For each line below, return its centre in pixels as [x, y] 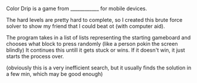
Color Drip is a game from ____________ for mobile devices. [77, 9]
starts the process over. [35, 56]
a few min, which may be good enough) [55, 74]
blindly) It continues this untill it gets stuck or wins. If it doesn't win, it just [96, 50]
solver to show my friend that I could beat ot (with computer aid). [85, 26]
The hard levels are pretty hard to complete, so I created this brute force [94, 20]
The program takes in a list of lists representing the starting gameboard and [99, 37]
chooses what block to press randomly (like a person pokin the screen [92, 44]
